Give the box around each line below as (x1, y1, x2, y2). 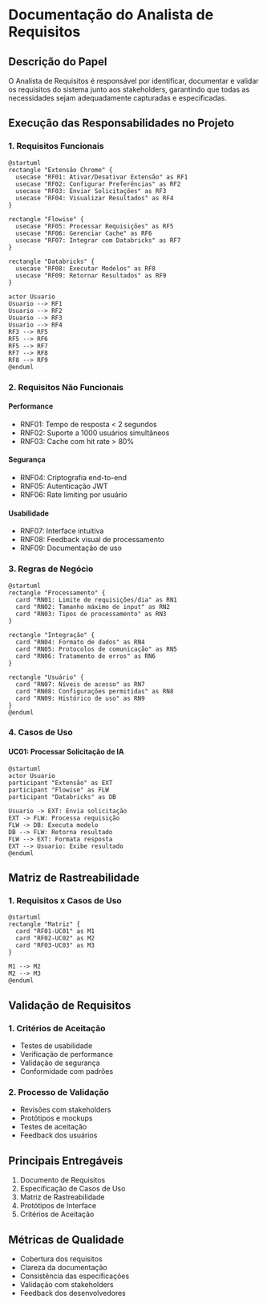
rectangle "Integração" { (8, 631, 95, 639)
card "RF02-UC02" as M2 (15, 935, 95, 943)
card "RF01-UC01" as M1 (15, 928, 95, 936)
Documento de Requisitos (19, 1175, 106, 1185)
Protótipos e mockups (19, 1113, 93, 1123)
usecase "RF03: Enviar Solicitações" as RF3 (15, 187, 167, 195)
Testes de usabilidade (19, 1041, 93, 1051)
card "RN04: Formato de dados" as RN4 (15, 638, 146, 646)
